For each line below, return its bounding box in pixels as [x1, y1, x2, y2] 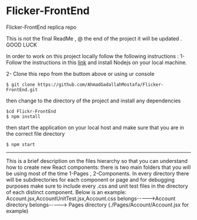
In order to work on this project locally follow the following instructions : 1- [6, 52, 185, 59]
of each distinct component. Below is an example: [6, 188, 127, 195]
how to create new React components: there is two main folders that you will [6, 164, 191, 171]
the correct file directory [6, 130, 65, 137]
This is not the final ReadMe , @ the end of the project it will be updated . [6, 35, 182, 42]
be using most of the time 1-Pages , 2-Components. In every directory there [6, 169, 189, 177]
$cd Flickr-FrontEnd [6, 108, 57, 114]
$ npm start [6, 141, 35, 148]
